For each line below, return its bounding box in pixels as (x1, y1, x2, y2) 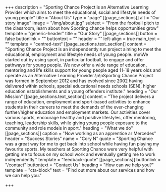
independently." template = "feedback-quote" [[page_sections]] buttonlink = (5, 157, 161, 162)
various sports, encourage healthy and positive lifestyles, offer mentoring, (5, 115, 156, 120)
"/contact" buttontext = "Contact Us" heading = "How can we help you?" (5, 162, 154, 168)
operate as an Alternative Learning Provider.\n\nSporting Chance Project (5, 73, 154, 78)
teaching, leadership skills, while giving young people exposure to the (5, 120, 148, 126)
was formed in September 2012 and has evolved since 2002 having (5, 78, 143, 84)
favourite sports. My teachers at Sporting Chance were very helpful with (5, 146, 153, 152)
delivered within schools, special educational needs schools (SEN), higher (5, 83, 156, 89)
